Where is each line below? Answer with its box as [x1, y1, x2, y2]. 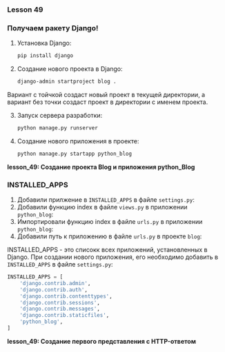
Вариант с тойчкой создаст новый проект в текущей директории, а [7, 90, 206, 99]
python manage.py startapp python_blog [17, 150, 133, 157]
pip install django [17, 52, 74, 59]
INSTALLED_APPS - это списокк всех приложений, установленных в [7, 246, 208, 254]
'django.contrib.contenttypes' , [19, 293, 112, 300]
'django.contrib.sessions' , [19, 299, 100, 306]
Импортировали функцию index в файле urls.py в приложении [17, 218, 203, 226]
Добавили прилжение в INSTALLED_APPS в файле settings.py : [17, 196, 195, 204]
